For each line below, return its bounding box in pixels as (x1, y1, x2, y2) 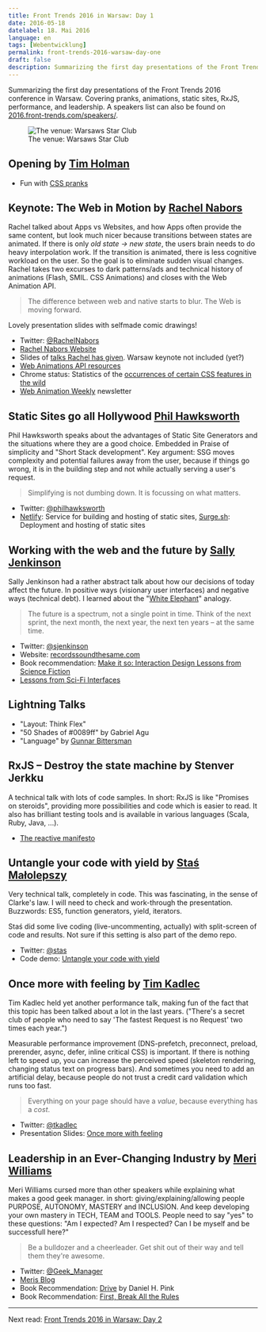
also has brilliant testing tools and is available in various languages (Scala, (8, 809, 249, 818)
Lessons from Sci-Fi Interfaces (19, 676, 121, 684)
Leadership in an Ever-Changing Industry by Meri (8, 1152, 257, 1165)
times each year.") (8, 1023, 67, 1033)
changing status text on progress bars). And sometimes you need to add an (8, 1064, 255, 1074)
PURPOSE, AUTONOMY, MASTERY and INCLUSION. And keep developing (8, 1202, 250, 1211)
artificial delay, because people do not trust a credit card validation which (8, 1072, 248, 1082)
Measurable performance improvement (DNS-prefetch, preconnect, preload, (8, 1039, 258, 1049)
